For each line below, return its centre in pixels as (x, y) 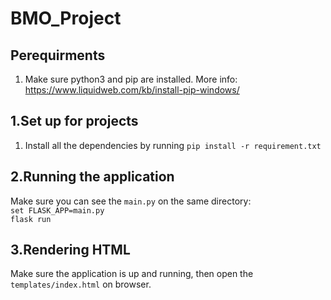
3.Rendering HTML (70, 250)
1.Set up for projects (74, 121)
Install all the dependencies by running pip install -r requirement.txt (173, 145)
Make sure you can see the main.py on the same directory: (131, 201)
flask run (31, 219)
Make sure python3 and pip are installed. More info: (131, 79)
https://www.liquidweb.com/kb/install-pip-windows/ (132, 90)
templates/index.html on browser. (81, 284)
